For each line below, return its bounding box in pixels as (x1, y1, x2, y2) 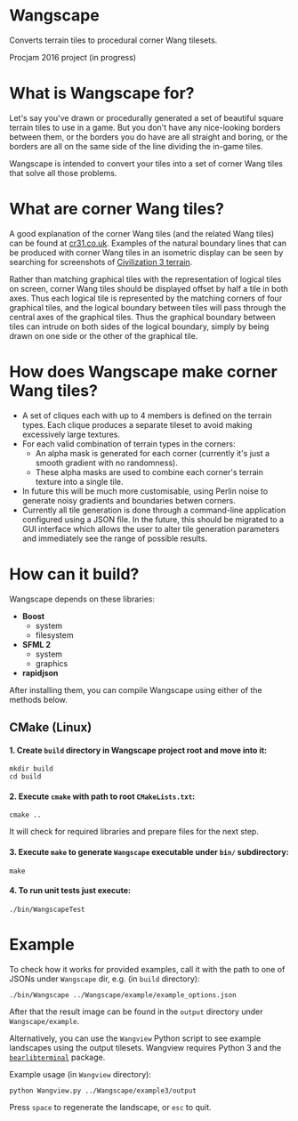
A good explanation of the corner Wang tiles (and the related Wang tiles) (9, 228, 275, 238)
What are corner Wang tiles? (9, 199, 225, 219)
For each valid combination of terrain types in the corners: (21, 438, 236, 449)
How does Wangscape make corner (9, 362, 278, 382)
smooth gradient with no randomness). (35, 457, 178, 468)
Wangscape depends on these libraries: (9, 593, 156, 604)
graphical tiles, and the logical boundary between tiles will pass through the (9, 302, 286, 312)
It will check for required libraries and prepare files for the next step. (9, 827, 260, 837)
